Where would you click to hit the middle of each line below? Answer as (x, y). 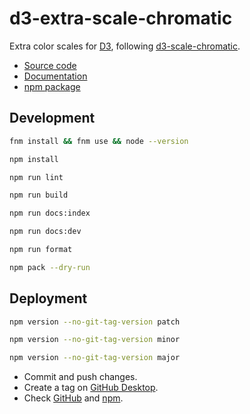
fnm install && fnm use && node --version (99, 141)
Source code (50, 65)
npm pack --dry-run (50, 267)
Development (52, 118)
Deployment (48, 298)
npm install (34, 159)
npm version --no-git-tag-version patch (95, 322)
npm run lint (36, 177)
